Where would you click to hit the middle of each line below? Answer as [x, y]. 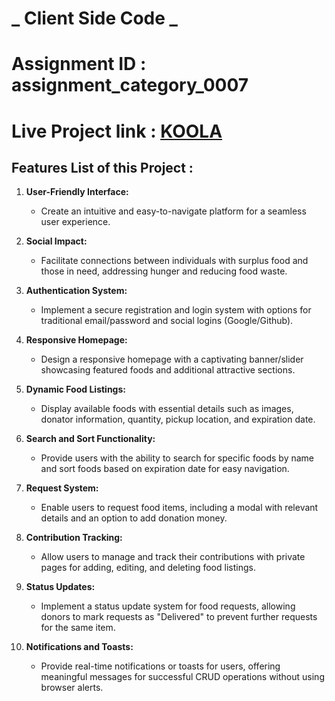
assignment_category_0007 [130, 85]
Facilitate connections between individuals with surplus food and [174, 261]
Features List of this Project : [102, 167]
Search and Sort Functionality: [90, 439]
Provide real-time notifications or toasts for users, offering [160, 666]
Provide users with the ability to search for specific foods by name [177, 458]
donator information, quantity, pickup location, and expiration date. [178, 419]
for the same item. [78, 628]
